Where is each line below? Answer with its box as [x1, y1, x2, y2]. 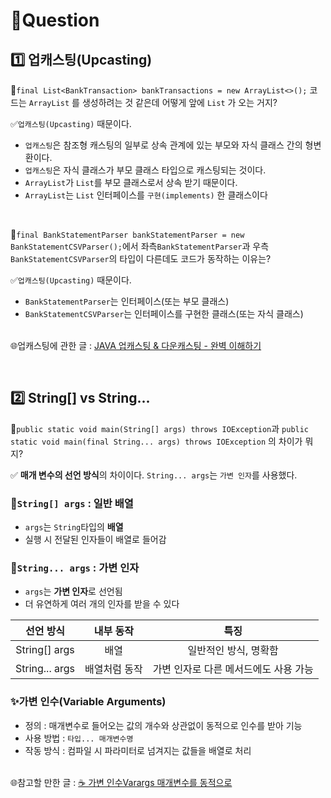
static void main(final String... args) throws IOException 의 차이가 [10, 435, 303, 447]
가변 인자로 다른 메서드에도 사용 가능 [152, 662, 314, 676]
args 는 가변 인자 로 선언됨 [24, 585, 123, 598]
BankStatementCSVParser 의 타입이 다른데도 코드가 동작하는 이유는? [10, 253, 272, 264]
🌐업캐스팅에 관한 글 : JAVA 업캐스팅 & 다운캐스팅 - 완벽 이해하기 [10, 340, 262, 351]
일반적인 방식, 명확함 [187, 644, 279, 658]
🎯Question [10, 9, 100, 32]
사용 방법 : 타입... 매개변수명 [24, 732, 134, 744]
